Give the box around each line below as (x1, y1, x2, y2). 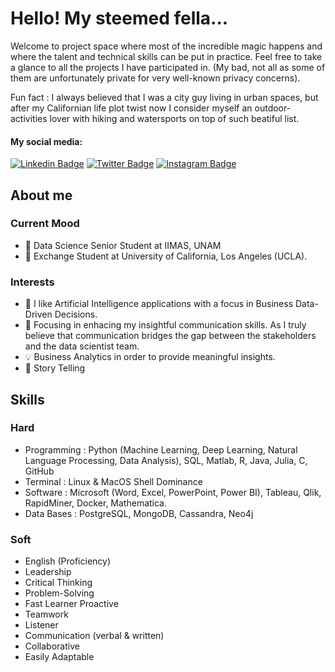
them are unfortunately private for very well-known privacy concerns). (10, 72, 301, 84)
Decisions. (54, 308, 98, 321)
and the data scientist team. (24, 340, 140, 352)
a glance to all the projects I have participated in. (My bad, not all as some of (10, 61, 326, 73)
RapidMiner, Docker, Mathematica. (24, 497, 168, 509)
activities (10, 112, 48, 124)
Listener (24, 619, 59, 631)
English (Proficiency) (24, 555, 112, 567)
